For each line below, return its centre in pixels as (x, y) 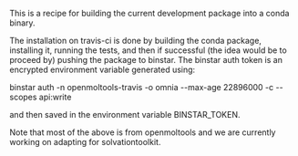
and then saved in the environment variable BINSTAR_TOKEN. (125, 114)
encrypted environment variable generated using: (103, 69)
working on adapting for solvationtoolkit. (85, 142)
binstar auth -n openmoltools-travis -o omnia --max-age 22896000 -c (142, 87)
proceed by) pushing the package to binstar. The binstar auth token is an (146, 60)
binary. (22, 23)
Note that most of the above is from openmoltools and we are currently (143, 132)
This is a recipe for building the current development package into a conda (149, 13)
